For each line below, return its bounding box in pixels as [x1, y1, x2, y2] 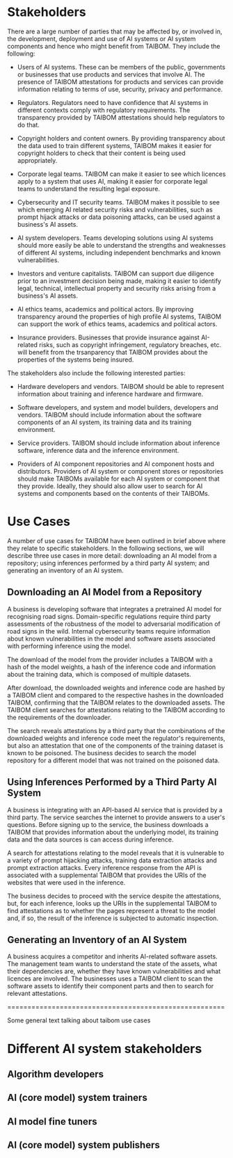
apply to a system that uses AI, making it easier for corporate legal [17, 177, 208, 185]
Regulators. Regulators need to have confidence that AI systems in [17, 98, 209, 106]
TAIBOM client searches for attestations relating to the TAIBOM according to [7, 705, 225, 714]
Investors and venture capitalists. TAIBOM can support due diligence [17, 269, 214, 278]
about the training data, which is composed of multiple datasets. [7, 670, 191, 678]
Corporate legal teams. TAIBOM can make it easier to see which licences [17, 170, 226, 178]
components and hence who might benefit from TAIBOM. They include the [7, 42, 220, 50]
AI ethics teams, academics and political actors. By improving [17, 305, 194, 313]
